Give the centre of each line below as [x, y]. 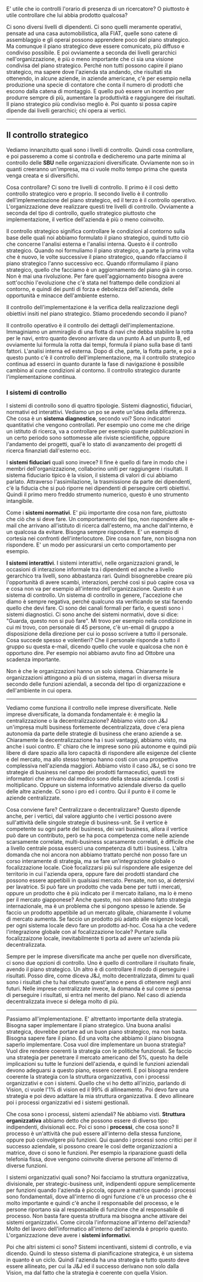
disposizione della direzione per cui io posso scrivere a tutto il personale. [97, 634]
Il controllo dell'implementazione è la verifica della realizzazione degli [93, 307]
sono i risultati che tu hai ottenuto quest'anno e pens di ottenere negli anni [99, 982]
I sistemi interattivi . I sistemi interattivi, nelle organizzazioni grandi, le [93, 563]
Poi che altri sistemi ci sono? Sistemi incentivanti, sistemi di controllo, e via [99, 1247]
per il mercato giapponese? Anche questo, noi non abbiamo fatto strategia [99, 900]
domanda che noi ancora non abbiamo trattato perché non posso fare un [97, 855]
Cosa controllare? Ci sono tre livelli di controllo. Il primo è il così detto [92, 187]
